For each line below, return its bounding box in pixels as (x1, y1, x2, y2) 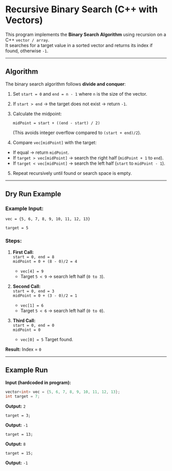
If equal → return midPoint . (12, 149, 70, 155)
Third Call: (12, 317, 36, 323)
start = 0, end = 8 (12, 254, 55, 259)
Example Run (5, 366, 48, 374)
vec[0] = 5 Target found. (20, 336, 73, 342)
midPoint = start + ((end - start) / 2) (12, 120, 100, 126)
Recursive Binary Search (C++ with (5, 4, 158, 15)
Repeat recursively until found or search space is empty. (12, 170, 132, 176)
